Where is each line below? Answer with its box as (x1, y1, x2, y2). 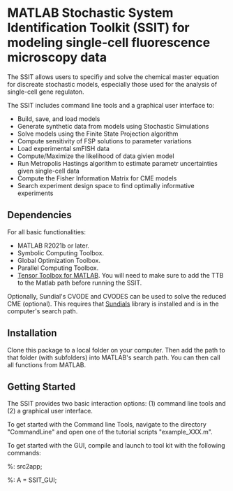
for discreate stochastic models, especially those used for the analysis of (7, 80, 218, 88)
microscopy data (7, 50, 107, 66)
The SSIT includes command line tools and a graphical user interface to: (7, 101, 215, 109)
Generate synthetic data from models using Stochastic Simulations (17, 122, 209, 130)
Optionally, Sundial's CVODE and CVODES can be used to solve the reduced (7, 292, 227, 300)
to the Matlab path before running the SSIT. (17, 278, 142, 287)
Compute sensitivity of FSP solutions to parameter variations (17, 136, 192, 145)
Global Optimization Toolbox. (17, 256, 101, 264)
